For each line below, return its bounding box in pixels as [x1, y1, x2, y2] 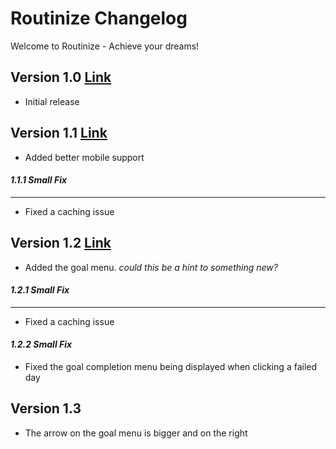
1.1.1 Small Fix [10, 174, 68, 186]
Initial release [24, 95, 80, 107]
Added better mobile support [24, 151, 145, 163]
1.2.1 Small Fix [10, 284, 70, 296]
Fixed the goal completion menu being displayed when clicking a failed [24, 360, 318, 372]
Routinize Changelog [10, 7, 188, 30]
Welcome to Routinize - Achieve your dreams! [10, 40, 200, 52]
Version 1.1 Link [10, 125, 108, 142]
